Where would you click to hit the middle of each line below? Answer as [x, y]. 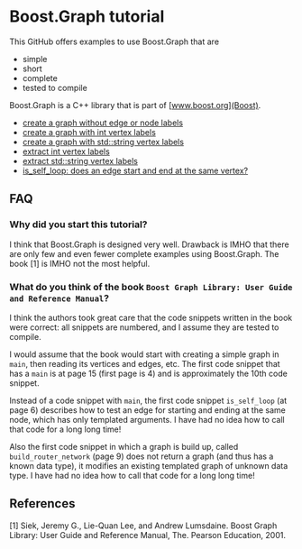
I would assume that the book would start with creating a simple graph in [144, 354]
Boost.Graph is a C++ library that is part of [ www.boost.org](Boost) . [135, 105]
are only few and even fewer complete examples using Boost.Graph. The [144, 253]
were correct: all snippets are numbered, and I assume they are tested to [144, 327]
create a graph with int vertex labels [89, 132]
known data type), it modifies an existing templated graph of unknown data [149, 465]
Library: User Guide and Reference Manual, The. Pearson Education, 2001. [148, 535]
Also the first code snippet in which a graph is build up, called [124, 446]
